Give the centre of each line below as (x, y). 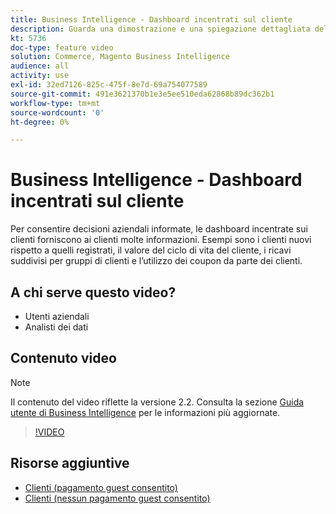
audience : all (40, 66)
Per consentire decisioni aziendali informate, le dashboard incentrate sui (159, 229)
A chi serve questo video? (93, 292)
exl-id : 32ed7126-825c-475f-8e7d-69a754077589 (109, 85)
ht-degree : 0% (40, 122)
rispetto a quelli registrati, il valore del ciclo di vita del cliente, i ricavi (151, 250)
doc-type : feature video (62, 47)
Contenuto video (63, 358)
